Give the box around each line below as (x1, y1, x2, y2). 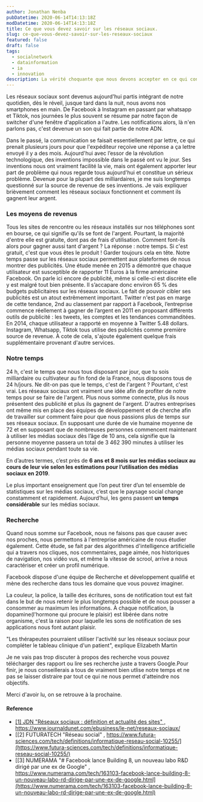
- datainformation (11, 59, 59, 65)
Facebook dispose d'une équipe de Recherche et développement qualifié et (6, 573, 195, 581)
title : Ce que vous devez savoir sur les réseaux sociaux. (6, 25, 158, 32)
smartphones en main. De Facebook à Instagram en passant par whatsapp (6, 106, 192, 113)
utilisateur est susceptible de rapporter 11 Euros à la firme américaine (6, 269, 178, 276)
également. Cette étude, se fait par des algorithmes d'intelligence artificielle (6, 543, 195, 550)
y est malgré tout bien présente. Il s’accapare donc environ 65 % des (6, 281, 178, 289)
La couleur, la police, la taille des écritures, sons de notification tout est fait (6, 592, 193, 599)
